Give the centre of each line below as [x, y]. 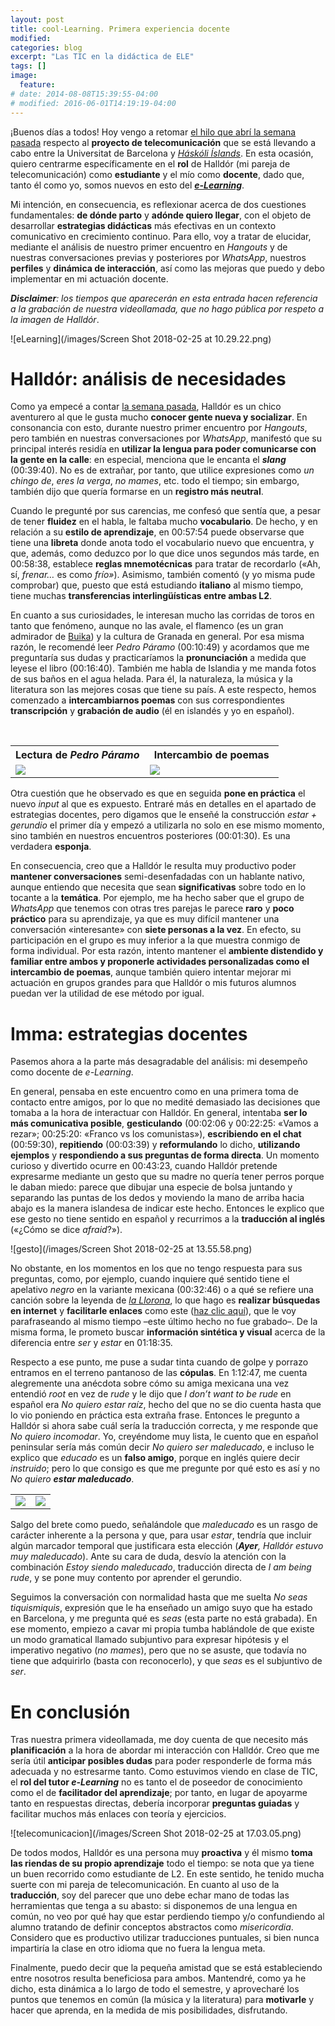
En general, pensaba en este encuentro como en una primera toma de [154, 1092]
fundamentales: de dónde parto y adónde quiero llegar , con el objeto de [161, 215]
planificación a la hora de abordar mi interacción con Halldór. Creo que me [165, 1750]
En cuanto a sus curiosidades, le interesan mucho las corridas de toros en [162, 615]
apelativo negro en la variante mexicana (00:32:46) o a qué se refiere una [162, 1290]
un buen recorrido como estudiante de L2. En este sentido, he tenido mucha [167, 1874]
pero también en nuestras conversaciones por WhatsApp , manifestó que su [166, 438]
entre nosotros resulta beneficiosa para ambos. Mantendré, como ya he [158, 1978]
